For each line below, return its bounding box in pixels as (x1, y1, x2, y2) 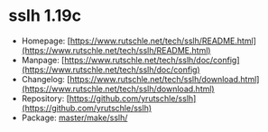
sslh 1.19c (8, 5, 82, 26)
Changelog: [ (21, 73, 70, 84)
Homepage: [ (21, 35, 71, 46)
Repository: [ (21, 92, 69, 104)
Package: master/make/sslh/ (21, 112, 128, 123)
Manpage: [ (21, 54, 65, 65)
